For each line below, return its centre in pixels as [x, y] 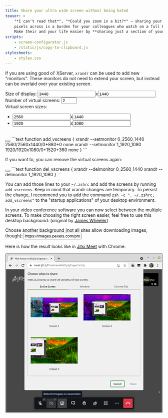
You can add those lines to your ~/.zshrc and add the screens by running [81, 184]
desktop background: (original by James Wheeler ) [57, 220]
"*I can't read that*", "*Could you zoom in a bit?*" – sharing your [88, 21]
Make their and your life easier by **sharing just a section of [84, 32]
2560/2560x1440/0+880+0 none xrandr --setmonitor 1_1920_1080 [73, 144]
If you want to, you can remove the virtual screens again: [64, 159]
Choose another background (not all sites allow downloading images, [76, 230]
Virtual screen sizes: [26, 106]
